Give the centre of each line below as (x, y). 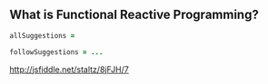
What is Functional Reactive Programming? (134, 15)
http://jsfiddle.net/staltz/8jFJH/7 (69, 69)
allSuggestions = (42, 35)
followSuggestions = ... (56, 52)
